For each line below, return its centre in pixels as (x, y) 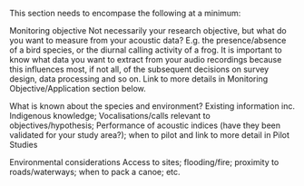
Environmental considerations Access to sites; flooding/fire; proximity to (144, 162)
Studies (24, 145)
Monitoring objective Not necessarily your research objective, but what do (148, 30)
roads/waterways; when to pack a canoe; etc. (95, 172)
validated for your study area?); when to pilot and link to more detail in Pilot (150, 135)
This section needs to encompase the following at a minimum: (125, 13)
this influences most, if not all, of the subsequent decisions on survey (139, 69)
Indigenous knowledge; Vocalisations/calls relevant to (110, 116)
